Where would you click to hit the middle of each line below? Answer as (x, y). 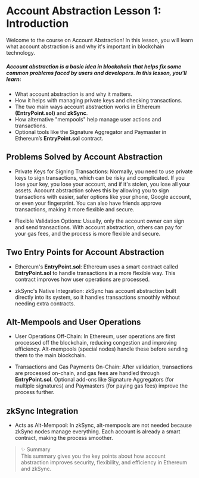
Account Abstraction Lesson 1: (84, 11)
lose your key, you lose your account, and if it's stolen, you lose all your (102, 184)
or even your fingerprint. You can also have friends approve (88, 203)
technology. (21, 52)
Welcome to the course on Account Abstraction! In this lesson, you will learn (100, 40)
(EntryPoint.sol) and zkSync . (51, 113)
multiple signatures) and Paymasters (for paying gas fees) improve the (101, 386)
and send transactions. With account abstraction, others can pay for (99, 227)
